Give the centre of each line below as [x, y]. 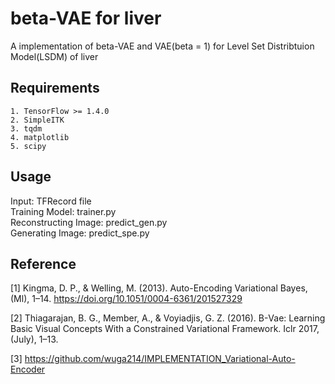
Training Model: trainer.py [63, 211]
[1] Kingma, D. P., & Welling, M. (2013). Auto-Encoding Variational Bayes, [159, 288]
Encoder [28, 369]
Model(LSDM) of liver [54, 56]
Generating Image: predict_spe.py [80, 233]
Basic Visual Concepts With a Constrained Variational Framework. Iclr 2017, [165, 329]
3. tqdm [26, 128]
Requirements [55, 88]
